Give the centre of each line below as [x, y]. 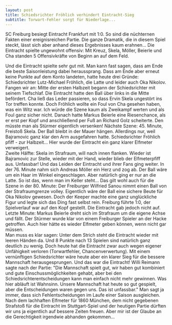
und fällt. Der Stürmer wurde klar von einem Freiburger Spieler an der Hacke [86, 219]
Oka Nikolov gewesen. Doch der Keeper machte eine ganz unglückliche [81, 197]
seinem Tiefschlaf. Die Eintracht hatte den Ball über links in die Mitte [77, 93]
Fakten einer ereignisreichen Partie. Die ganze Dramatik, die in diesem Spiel [85, 40]
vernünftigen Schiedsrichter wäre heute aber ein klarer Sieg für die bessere [85, 257]
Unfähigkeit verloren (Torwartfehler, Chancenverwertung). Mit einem [78, 252]
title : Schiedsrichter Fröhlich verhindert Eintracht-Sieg [70, 15]
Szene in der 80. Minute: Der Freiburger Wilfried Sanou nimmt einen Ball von [86, 186]
